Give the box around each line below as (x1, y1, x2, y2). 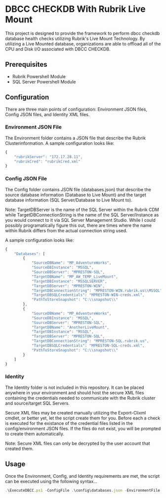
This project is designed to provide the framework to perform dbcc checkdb (5, 30, 160, 36)
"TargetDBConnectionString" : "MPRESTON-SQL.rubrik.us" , (31, 338, 149, 344)
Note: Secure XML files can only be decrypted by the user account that (5, 440, 150, 446)
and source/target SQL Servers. (5, 400, 70, 406)
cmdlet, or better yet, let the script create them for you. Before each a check (5, 415, 161, 421)
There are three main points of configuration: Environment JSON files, (5, 106, 147, 112)
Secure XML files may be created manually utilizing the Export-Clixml (5, 410, 146, 415)
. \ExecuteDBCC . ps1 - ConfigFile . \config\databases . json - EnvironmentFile (5, 488, 161, 493)
